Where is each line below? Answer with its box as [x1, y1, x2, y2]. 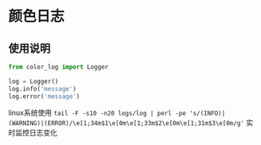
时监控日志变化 [8, 127, 57, 137]
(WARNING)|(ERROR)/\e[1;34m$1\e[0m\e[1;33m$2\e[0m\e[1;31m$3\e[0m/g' [8, 119, 245, 127]
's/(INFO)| [188, 109, 226, 117]
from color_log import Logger [8, 63, 109, 71]
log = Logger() [8, 77, 59, 85]
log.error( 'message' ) [8, 92, 81, 100]
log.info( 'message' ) [8, 84, 77, 92]
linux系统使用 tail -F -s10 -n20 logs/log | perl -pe [8, 108, 186, 117]
